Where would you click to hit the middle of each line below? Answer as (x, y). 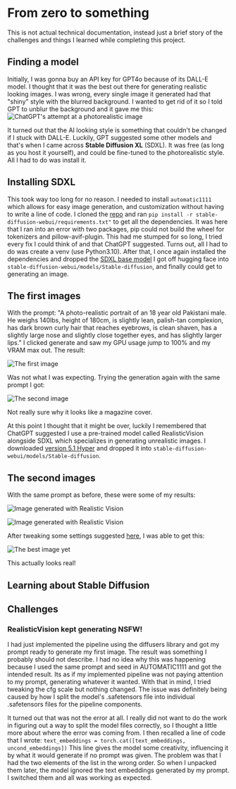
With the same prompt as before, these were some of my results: (101, 495)
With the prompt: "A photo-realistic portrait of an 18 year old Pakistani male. (117, 313)
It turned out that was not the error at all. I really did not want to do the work (117, 718)
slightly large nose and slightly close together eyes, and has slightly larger (114, 335)
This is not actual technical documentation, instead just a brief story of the (115, 32)
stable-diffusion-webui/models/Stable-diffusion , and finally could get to (115, 266)
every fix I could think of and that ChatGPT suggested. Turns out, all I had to (118, 244)
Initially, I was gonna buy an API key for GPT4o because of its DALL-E (108, 79)
